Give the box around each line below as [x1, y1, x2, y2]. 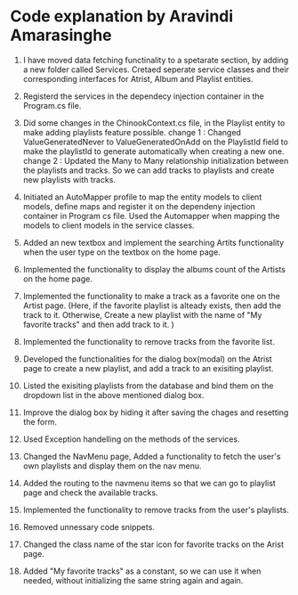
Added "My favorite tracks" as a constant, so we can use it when [22, 566, 262, 576]
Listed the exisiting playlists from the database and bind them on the [22, 380, 274, 391]
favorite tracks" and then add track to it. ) [22, 319, 174, 330]
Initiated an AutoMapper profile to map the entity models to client [22, 192, 262, 202]
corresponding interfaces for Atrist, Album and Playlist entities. [22, 73, 254, 84]
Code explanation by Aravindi [10, 6, 234, 27]
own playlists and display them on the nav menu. [22, 461, 203, 471]
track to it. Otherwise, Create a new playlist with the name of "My [22, 309, 262, 320]
